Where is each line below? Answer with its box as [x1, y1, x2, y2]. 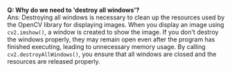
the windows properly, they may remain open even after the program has [7, 35, 215, 44]
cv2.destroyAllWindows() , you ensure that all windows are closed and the [7, 50, 217, 58]
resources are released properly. [7, 57, 100, 65]
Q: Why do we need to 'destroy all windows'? [7, 6, 140, 14]
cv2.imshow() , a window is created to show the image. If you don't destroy [7, 28, 219, 36]
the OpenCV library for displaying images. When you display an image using [7, 21, 224, 28]
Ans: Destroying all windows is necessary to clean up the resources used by [7, 13, 225, 21]
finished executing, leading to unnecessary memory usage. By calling [7, 43, 206, 51]
